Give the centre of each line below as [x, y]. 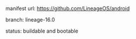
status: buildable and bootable [42, 31]
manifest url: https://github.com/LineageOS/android [68, 8]
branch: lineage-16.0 [30, 19]
